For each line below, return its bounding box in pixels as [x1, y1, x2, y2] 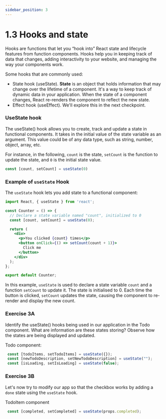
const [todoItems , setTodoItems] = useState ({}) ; [7, 351, 113, 356]
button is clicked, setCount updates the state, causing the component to [5, 292, 153, 298]
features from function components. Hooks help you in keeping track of [5, 50, 153, 56]
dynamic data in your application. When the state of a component [12, 91, 147, 97]
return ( [9, 226, 28, 231]
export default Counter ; [5, 273, 57, 278]
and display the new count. [19, 298, 76, 304]
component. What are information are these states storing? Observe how [5, 327, 155, 333]
